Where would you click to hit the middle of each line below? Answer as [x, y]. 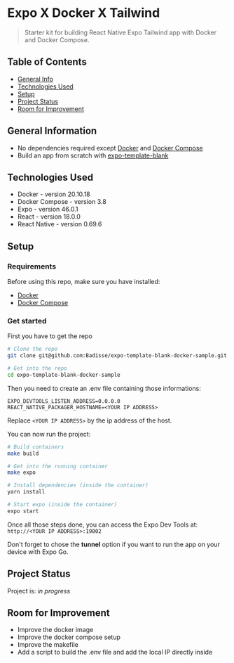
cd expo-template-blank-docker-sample [64, 375]
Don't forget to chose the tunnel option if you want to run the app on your [114, 544]
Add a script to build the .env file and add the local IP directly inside [115, 652]
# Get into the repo [37, 368]
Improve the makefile [48, 645]
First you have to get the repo [50, 336]
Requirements [32, 266]
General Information [52, 131]
